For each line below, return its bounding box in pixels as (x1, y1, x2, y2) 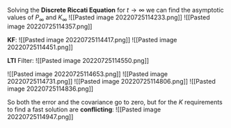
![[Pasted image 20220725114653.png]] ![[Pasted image (7, 69, 168, 78)
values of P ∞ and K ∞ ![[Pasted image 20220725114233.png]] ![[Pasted (7, 13, 210, 23)
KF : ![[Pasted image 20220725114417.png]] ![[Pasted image (7, 35, 177, 44)
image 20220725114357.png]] (7, 22, 93, 30)
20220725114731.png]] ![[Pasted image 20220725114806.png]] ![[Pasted (7, 77, 216, 85)
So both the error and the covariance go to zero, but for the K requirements (7, 98, 223, 106)
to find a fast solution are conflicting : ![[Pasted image (7, 105, 161, 113)
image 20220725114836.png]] (7, 84, 94, 93)
